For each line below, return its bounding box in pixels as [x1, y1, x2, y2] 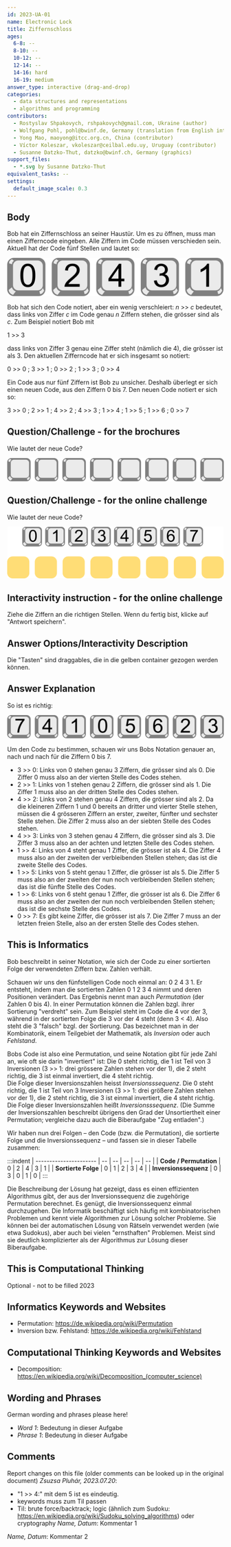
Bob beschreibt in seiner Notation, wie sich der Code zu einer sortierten [7, 957, 211, 965]
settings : [7, 178, 36, 185]
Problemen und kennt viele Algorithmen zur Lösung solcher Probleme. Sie [7, 1214, 217, 1222]
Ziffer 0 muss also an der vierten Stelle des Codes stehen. [16, 773, 182, 781]
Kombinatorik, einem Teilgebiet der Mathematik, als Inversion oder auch [7, 1029, 211, 1038]
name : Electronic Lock [7, 18, 72, 25]
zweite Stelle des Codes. [16, 860, 88, 869]
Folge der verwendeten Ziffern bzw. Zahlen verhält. [7, 965, 153, 973]
